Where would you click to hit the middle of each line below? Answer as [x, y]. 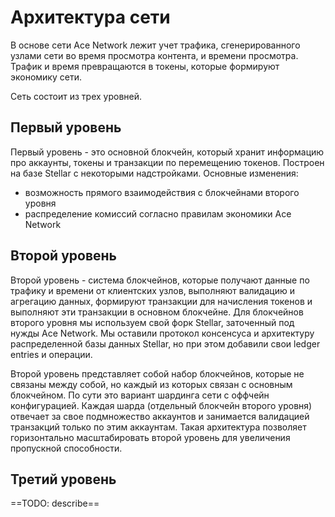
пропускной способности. [66, 448]
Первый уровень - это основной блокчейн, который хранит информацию [167, 152]
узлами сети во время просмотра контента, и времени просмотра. [154, 55]
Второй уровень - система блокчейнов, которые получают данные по [160, 280]
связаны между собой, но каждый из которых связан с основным [151, 384]
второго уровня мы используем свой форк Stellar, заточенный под [152, 322]
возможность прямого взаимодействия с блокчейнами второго [162, 192]
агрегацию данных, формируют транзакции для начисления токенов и [161, 301]
